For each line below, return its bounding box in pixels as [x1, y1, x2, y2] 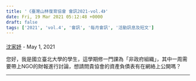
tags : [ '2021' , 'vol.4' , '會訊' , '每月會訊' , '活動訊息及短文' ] [6, 24, 155, 31]
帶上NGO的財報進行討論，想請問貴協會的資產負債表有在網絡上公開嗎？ [10, 62, 181, 69]
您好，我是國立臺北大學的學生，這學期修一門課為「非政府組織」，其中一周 [6, 56, 183, 62]
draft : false [6, 19, 38, 25]
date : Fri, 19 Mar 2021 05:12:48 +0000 [6, 14, 103, 20]
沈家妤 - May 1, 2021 [6, 43, 55, 50]
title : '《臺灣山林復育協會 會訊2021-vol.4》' [6, 8, 108, 14]
